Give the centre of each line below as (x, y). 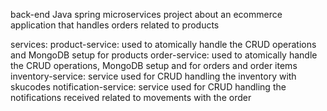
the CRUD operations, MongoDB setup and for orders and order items (154, 65)
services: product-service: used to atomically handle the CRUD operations (163, 44)
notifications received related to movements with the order (131, 97)
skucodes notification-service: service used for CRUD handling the (148, 87)
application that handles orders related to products (115, 25)
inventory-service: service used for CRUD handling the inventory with (153, 76)
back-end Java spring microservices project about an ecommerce (146, 14)
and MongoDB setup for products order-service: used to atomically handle (164, 55)
